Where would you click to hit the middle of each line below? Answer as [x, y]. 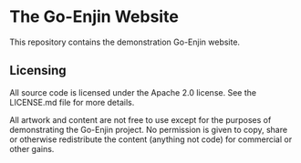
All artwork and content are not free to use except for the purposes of [140, 119]
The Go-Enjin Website [94, 17]
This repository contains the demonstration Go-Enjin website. [125, 42]
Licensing [38, 71]
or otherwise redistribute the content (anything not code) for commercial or [151, 139]
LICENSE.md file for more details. [72, 102]
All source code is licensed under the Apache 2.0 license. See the [133, 92]
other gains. [32, 148]
